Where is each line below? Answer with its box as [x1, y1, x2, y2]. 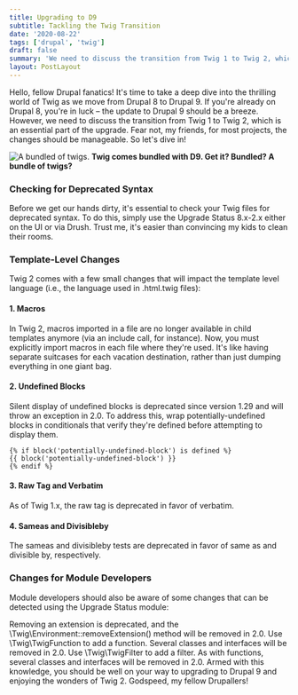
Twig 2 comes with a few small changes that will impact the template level [9, 273, 279, 284]
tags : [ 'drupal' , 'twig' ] [9, 37, 105, 47]
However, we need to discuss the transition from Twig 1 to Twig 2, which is [9, 115, 282, 125]
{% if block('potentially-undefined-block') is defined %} [9, 446, 232, 455]
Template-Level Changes [9, 254, 121, 266]
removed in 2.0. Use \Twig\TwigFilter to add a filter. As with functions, [9, 647, 264, 658]
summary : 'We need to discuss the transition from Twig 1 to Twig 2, [9, 54, 272, 63]
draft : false [9, 46, 58, 55]
